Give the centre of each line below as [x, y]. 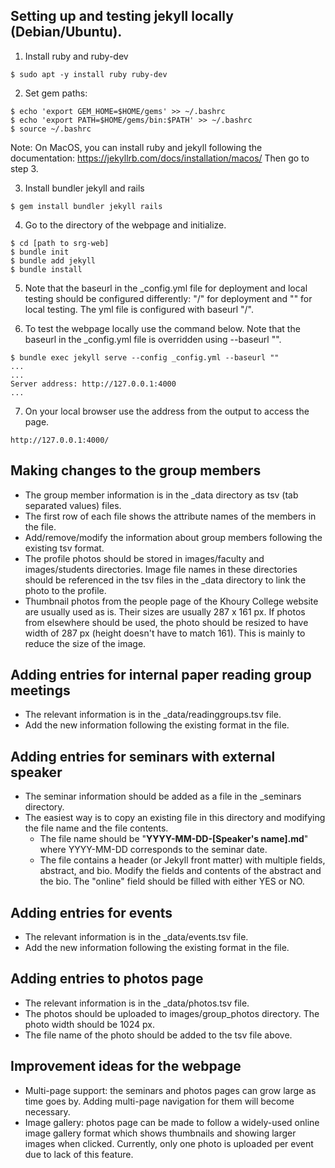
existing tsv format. [64, 548]
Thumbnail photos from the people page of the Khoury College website [171, 601]
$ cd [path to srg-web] [60, 243]
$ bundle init [40, 252]
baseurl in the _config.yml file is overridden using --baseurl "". [153, 339]
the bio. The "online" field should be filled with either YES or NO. [172, 881]
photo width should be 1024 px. [89, 1024]
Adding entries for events [91, 912]
